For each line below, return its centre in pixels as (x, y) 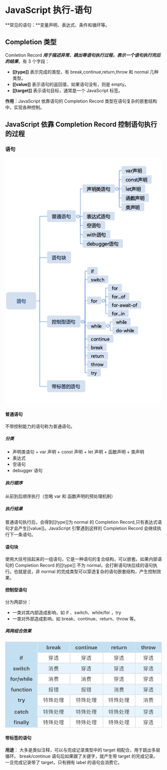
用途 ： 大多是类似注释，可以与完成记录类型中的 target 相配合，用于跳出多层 (83, 750)
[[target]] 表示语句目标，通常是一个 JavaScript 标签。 (67, 91)
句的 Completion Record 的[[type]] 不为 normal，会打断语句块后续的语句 (79, 565)
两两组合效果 (18, 631)
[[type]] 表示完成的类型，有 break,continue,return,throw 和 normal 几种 (85, 72)
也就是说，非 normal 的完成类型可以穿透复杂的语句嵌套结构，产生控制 (85, 571)
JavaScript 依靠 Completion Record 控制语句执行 (81, 125)
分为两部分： (18, 602)
